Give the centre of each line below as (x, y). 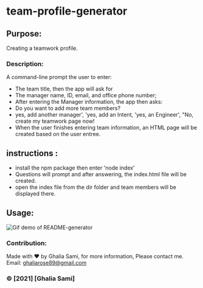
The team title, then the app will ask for (64, 89)
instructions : (32, 153)
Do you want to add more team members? (68, 108)
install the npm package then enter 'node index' (75, 168)
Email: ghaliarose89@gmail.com (46, 263)
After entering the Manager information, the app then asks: (89, 102)
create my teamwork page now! (55, 121)
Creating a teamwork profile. (42, 48)
